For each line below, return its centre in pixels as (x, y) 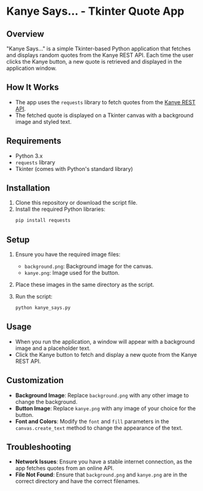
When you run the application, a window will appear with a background (105, 341)
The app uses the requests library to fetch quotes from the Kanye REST (105, 102)
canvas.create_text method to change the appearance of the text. (99, 428)
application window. (32, 68)
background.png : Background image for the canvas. (89, 266)
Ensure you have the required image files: (68, 254)
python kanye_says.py (43, 308)
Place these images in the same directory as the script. (85, 285)
